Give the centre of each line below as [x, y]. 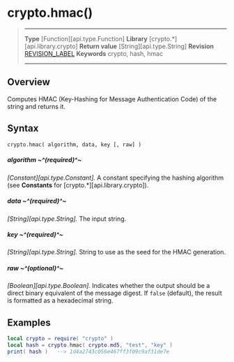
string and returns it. [37, 106]
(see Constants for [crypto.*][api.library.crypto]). [78, 185]
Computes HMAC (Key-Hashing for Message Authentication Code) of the [112, 99]
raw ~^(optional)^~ [36, 268]
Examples [29, 323]
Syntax [23, 128]
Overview [29, 82]
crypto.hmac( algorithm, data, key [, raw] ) [74, 145]
